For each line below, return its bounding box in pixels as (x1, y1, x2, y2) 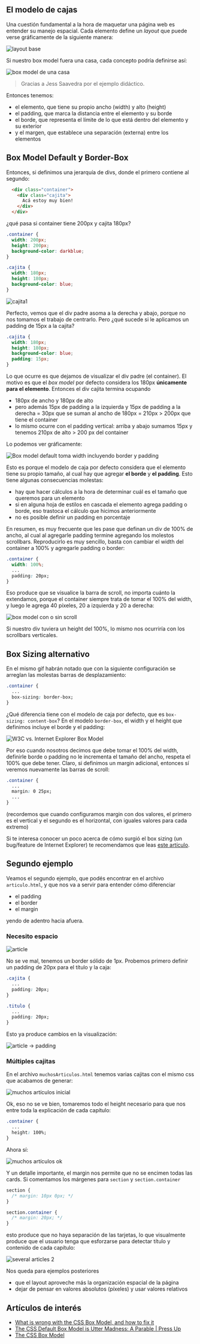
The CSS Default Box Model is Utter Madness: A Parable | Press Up (14, 1325, 181, 1333)
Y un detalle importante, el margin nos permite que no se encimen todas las (6, 1169, 193, 1176)
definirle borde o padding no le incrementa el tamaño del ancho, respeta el (6, 753, 190, 760)
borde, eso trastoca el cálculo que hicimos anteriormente (14, 507, 156, 514)
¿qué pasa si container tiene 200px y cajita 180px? (6, 220, 131, 227)
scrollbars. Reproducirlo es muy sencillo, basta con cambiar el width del (6, 538, 184, 545)
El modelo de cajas (6, 5, 78, 15)
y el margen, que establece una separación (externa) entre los (14, 129, 169, 136)
